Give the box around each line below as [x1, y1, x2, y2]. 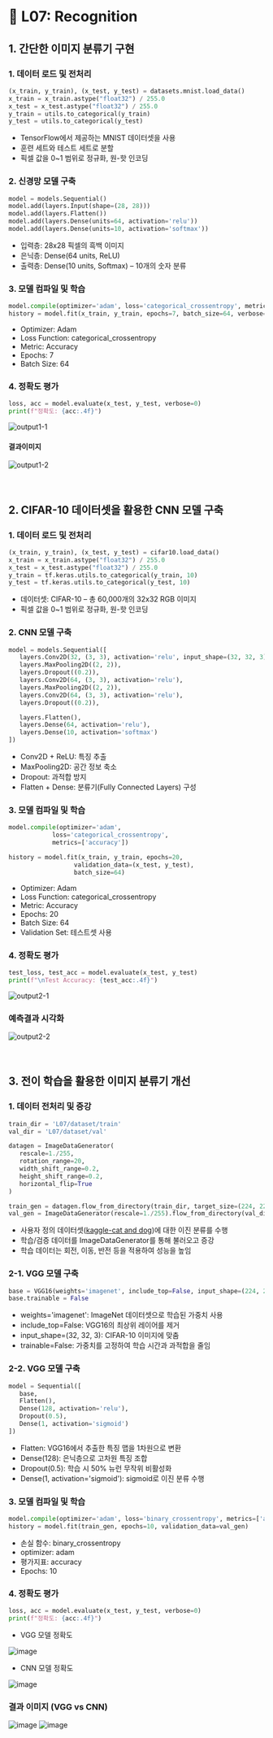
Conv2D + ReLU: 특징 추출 [19, 752, 107, 762]
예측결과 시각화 [8, 1012, 65, 1023]
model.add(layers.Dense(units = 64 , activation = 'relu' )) [8, 217, 198, 226]
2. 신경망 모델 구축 [8, 176, 76, 187]
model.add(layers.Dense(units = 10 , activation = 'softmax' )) [8, 225, 209, 233]
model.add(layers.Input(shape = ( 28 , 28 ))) [8, 202, 151, 211]
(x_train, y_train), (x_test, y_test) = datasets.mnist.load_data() [8, 87, 245, 95]
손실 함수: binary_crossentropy [19, 1538, 121, 1548]
